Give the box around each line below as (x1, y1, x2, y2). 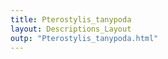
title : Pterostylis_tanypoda (10, 14, 132, 25)
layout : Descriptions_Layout (10, 24, 132, 34)
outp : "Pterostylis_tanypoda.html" (10, 33, 159, 43)
